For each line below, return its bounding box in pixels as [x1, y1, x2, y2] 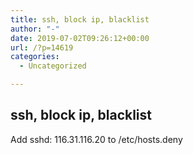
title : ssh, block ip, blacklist [10, 14, 150, 25]
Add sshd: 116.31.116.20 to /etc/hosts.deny [10, 133, 183, 145]
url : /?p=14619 [10, 42, 74, 53]
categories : [10, 52, 60, 62]
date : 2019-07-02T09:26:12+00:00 [10, 33, 150, 43]
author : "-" [10, 24, 60, 34]
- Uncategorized [19, 61, 87, 71]
